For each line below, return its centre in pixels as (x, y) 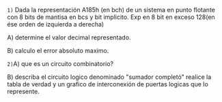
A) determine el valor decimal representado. (69, 37)
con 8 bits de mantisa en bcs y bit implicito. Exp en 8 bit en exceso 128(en (111, 17)
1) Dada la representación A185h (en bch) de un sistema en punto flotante (111, 10)
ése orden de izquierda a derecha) (56, 24)
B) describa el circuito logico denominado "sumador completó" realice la (109, 77)
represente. (23, 91)
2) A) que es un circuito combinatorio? (60, 64)
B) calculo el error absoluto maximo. (58, 51)
